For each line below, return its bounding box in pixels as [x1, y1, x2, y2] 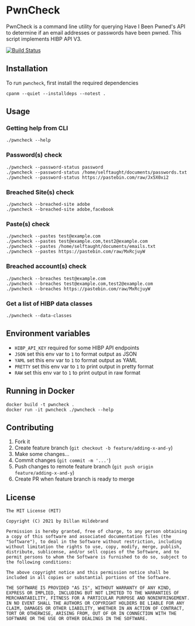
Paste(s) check [6, 220, 50, 228]
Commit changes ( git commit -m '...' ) [14, 457, 111, 464]
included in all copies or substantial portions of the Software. [6, 575, 172, 581]
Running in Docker [6, 386, 75, 396]
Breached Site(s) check [6, 188, 74, 196]
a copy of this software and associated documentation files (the [6, 534, 172, 540]
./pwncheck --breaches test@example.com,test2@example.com [6, 281, 153, 287]
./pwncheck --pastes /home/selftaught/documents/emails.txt [6, 244, 156, 250]
